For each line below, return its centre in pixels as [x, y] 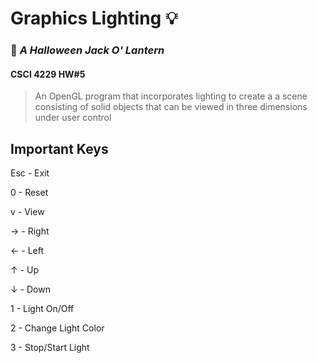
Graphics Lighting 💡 [94, 18]
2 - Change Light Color [57, 328]
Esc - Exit [30, 173]
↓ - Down [30, 289]
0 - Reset [29, 193]
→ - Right [30, 231]
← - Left [27, 251]
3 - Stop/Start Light [50, 348]
